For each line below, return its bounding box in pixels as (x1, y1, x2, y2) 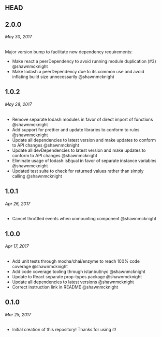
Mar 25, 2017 (5, 311, 31, 317)
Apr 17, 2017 (5, 243, 29, 249)
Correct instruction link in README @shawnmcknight (12, 284, 118, 290)
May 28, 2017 (5, 101, 32, 107)
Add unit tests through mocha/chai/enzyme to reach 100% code (12, 258, 140, 264)
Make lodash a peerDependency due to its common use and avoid (12, 68, 145, 74)
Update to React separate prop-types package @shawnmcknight (12, 273, 142, 279)
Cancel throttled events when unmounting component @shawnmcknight (12, 216, 157, 222)
